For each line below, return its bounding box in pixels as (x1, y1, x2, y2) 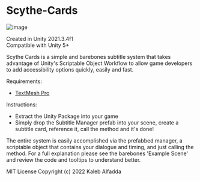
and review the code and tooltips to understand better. (6, 156, 141, 163)
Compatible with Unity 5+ (6, 41, 70, 49)
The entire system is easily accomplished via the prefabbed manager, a (6, 137, 183, 144)
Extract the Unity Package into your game (14, 112, 118, 120)
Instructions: (6, 100, 37, 108)
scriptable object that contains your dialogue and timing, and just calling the (6, 143, 194, 150)
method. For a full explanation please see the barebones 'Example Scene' (6, 150, 189, 157)
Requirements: (6, 78, 42, 85)
